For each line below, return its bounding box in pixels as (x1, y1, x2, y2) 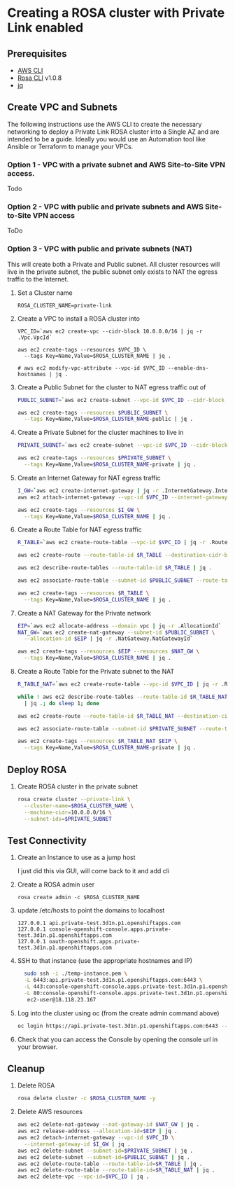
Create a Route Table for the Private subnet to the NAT (17, 667, 175, 676)
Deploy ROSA (7, 763, 67, 775)
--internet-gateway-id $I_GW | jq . (24, 1140, 131, 1148)
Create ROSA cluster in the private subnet (17, 782, 138, 791)
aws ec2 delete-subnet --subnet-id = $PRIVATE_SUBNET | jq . (17, 1147, 194, 1154)
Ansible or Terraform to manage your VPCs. (7, 142, 134, 151)
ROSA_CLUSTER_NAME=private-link (17, 302, 112, 309)
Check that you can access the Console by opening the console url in (17, 1035, 218, 1043)
